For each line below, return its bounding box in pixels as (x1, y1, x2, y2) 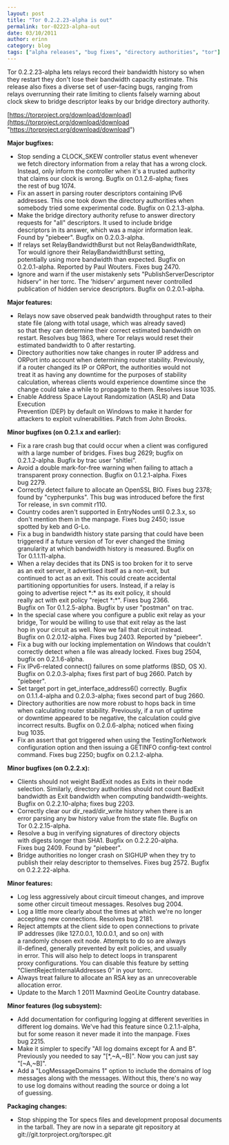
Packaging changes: (7, 1102, 68, 1110)
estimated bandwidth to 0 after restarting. (17, 341, 136, 349)
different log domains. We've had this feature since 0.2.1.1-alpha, (17, 1022, 201, 1031)
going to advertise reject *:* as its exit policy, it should (17, 588, 171, 596)
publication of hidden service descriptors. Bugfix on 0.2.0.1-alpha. (17, 285, 205, 293)
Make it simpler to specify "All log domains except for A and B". (17, 1044, 197, 1053)
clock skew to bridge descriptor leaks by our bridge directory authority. (7, 97, 210, 105)
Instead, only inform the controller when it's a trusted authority (17, 167, 195, 175)
